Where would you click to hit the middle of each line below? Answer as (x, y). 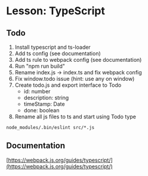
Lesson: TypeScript (56, 11)
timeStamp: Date (44, 104)
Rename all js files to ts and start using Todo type (75, 117)
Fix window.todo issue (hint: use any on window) (75, 79)
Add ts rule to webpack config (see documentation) (78, 60)
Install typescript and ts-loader (53, 47)
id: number (37, 91)
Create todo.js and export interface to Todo (68, 85)
